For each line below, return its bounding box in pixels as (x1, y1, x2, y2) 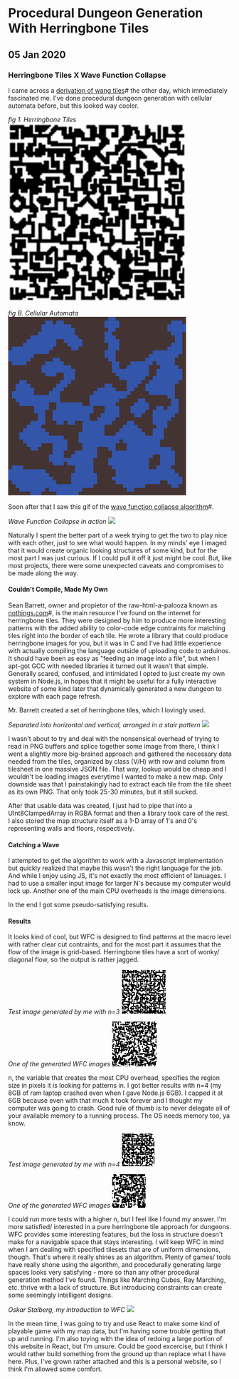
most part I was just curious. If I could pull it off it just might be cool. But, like (8, 553, 232, 562)
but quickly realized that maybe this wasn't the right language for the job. (8, 864, 223, 872)
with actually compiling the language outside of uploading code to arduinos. (8, 647, 230, 655)
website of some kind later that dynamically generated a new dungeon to (8, 685, 223, 693)
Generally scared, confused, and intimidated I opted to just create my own (8, 670, 225, 678)
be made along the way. (8, 569, 79, 577)
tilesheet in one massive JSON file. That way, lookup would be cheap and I (8, 765, 227, 774)
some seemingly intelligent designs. (8, 1290, 113, 1300)
